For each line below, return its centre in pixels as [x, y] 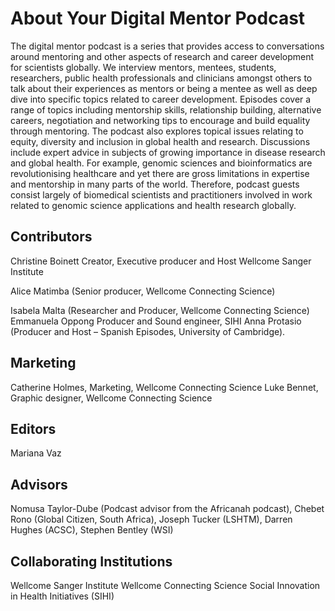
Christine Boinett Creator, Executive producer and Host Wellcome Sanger [161, 261]
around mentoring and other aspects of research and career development [162, 56]
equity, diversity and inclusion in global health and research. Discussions [160, 141]
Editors [33, 428]
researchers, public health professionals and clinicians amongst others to [161, 78]
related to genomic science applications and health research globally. [153, 205]
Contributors [51, 237]
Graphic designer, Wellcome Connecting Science [111, 398]
